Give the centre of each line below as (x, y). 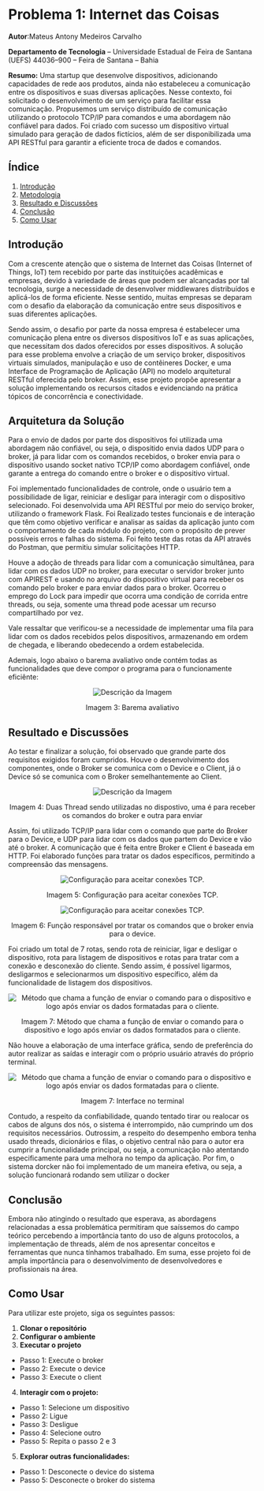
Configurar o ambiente (58, 1336)
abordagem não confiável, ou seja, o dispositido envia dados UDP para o (126, 448)
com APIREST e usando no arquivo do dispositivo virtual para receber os (126, 579)
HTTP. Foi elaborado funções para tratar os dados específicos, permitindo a (132, 856)
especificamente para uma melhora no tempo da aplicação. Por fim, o (121, 1158)
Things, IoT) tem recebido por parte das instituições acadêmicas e (116, 272)
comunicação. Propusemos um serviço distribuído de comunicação (118, 109)
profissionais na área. (43, 1269)
